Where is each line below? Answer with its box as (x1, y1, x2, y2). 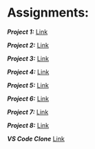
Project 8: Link (7, 121, 50, 129)
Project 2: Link (7, 41, 50, 49)
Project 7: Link (7, 108, 49, 116)
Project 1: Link (7, 28, 48, 36)
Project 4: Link (7, 68, 50, 76)
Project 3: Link (7, 54, 50, 63)
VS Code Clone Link (7, 135, 65, 143)
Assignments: (7, 5, 89, 21)
